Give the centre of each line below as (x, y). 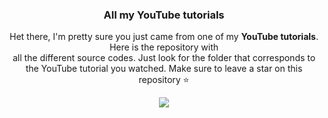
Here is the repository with (164, 47)
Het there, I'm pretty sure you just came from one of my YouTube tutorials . (164, 37)
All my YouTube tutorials (164, 15)
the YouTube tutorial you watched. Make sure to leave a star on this (164, 69)
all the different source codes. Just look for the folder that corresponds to (164, 58)
